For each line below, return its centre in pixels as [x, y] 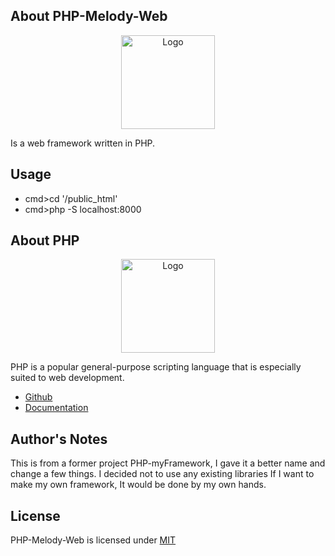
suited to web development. [67, 378]
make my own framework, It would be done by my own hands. [138, 485]
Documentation [56, 408]
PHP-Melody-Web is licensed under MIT [93, 540]
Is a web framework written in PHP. [83, 143]
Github [38, 397]
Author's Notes [59, 439]
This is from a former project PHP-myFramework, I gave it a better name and [168, 463]
